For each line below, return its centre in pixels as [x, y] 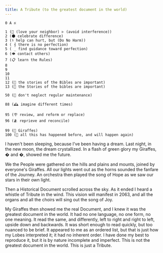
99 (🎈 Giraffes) [21, 130]
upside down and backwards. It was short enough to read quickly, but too [79, 224]
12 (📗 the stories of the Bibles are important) [55, 82]
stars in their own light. [28, 180]
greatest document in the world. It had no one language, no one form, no [78, 214]
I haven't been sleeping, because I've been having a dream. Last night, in [78, 144]
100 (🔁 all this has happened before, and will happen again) [69, 135]
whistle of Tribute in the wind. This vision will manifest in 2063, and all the [79, 194]
